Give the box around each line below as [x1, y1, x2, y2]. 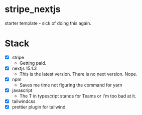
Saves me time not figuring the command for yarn [19, 82, 122, 88]
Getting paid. [19, 60, 47, 66]
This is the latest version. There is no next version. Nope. [19, 71, 137, 77]
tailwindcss [12, 98, 36, 104]
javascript [12, 87, 33, 93]
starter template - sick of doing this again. [5, 20, 91, 26]
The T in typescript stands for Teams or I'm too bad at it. [19, 93, 136, 99]
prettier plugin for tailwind [12, 104, 66, 110]
